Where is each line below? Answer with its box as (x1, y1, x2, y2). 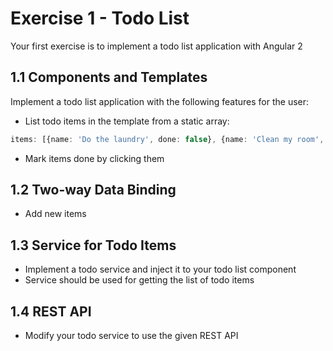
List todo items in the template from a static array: (24, 115, 230, 127)
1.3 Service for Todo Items (10, 237, 177, 254)
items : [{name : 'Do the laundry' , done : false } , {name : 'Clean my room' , (10, 134, 325, 144)
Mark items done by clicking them (24, 152, 165, 164)
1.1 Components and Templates (10, 69, 208, 86)
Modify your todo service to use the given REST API (24, 330, 239, 342)
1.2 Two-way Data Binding (10, 182, 177, 199)
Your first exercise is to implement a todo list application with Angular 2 (10, 40, 303, 52)
